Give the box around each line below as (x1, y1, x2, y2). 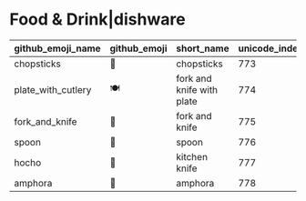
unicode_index (238, 42, 303, 55)
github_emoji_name (14, 42, 102, 55)
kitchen (176, 150, 208, 163)
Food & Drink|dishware (9, 9, 186, 30)
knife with (176, 83, 219, 95)
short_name (176, 42, 229, 55)
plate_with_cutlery (14, 83, 92, 95)
